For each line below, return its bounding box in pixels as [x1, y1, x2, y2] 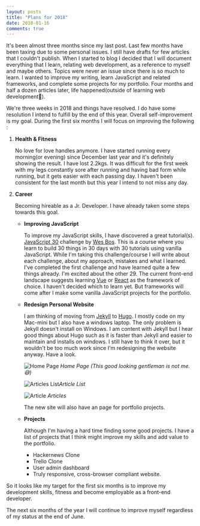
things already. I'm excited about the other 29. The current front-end [23, 270, 193, 277]
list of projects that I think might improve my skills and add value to [23, 434, 189, 441]
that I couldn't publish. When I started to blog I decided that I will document [6, 55, 192, 62]
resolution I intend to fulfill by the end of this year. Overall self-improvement [6, 111, 193, 118]
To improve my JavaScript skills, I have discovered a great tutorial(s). [23, 232, 195, 239]
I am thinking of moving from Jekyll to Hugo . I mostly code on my [23, 313, 185, 320]
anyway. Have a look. [23, 351, 77, 358]
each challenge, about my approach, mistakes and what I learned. [23, 258, 187, 265]
